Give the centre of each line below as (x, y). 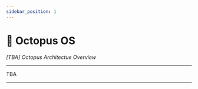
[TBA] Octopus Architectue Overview (51, 57)
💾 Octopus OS (41, 40)
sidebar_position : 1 (32, 11)
